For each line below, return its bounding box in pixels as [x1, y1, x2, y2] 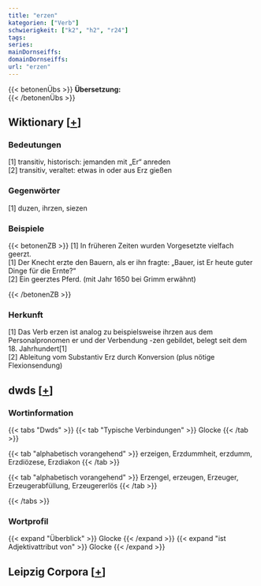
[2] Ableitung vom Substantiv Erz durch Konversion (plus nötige [8, 353, 215, 362]
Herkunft [8, 309, 43, 320]
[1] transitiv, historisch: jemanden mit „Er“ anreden [8, 157, 171, 166]
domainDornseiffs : [8, 56, 69, 64]
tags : [8, 33, 26, 42]
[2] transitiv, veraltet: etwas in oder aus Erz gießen [8, 166, 172, 175]
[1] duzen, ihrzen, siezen [8, 203, 88, 213]
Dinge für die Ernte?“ [8, 266, 76, 276]
